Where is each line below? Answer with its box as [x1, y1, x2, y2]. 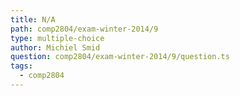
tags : [10, 61, 33, 71]
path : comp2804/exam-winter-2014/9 [10, 24, 159, 34]
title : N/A [10, 14, 56, 25]
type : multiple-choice [10, 33, 105, 43]
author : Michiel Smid [10, 42, 101, 53]
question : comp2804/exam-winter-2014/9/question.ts [10, 52, 230, 62]
